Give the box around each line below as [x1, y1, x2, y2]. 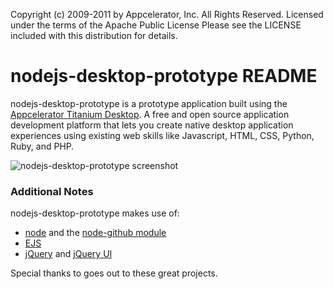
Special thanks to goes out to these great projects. [10, 267, 218, 279]
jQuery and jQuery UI [24, 248, 113, 260]
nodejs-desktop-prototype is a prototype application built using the [10, 97, 288, 109]
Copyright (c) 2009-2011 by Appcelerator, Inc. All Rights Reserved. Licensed [10, 9, 324, 20]
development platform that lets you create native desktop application [10, 119, 294, 131]
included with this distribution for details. [10, 30, 178, 41]
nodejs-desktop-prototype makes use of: [10, 207, 180, 219]
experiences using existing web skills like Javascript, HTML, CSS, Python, [10, 129, 315, 141]
